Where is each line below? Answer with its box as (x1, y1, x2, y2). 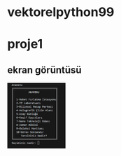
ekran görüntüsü (7, 64, 82, 76)
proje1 (7, 36, 43, 52)
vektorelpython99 (7, 4, 115, 20)
